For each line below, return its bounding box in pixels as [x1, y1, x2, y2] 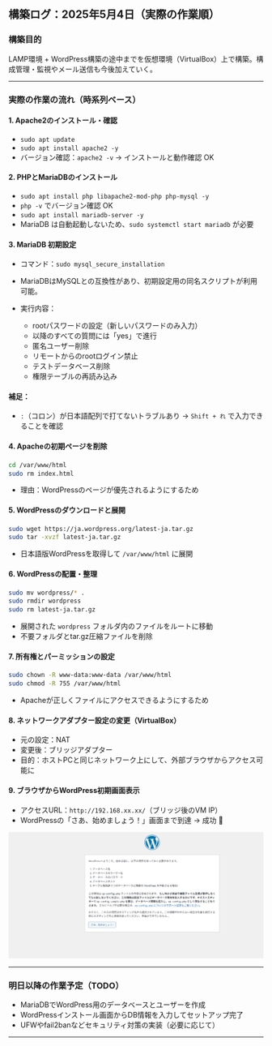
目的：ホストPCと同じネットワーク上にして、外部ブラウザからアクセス [19, 755, 257, 765]
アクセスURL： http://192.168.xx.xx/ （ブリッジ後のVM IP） [19, 805, 223, 815]
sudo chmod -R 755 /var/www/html [8, 679, 121, 688]
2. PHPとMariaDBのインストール [8, 173, 117, 182]
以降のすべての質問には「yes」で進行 [32, 331, 158, 341]
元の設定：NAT [19, 735, 70, 744]
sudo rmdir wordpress [8, 597, 82, 606]
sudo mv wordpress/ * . [8, 589, 85, 597]
